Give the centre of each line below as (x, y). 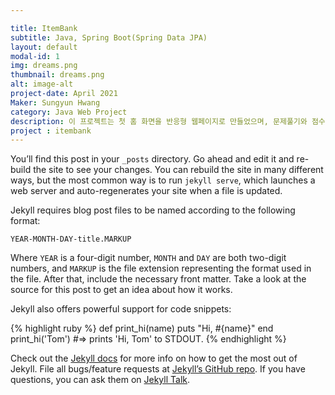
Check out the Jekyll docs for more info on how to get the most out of (154, 358)
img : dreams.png (44, 66)
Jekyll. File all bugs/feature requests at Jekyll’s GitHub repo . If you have (158, 369)
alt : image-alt (42, 84)
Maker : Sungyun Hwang (55, 102)
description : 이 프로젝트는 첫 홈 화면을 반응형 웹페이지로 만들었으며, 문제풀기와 (159, 121)
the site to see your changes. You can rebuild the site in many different (178, 170)
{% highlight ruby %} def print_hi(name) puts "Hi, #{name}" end (142, 328)
